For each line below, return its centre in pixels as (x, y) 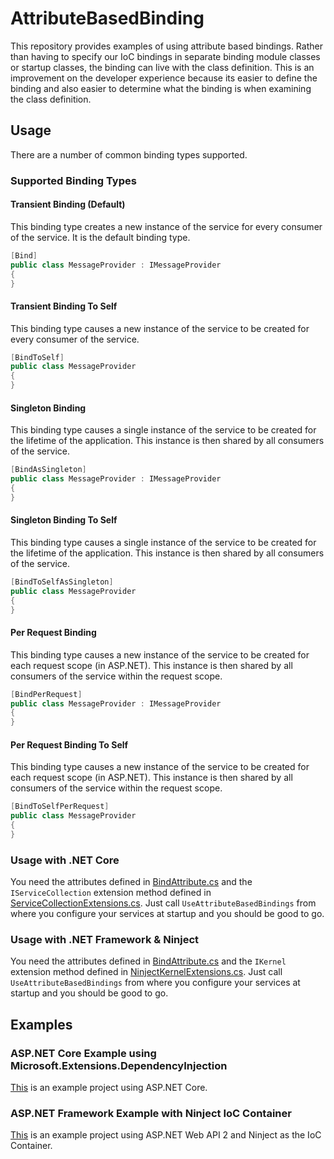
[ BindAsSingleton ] (48, 470)
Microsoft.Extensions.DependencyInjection (119, 1065)
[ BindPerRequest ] (46, 694)
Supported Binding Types (73, 180)
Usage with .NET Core (65, 860)
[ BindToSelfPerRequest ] (60, 807)
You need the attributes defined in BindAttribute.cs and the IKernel (148, 961)
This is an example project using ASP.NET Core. (109, 1088)
